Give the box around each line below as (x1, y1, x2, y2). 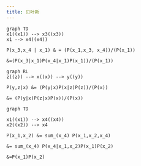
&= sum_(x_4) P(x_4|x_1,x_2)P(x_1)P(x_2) (6, 143, 114, 150)
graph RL (6, 68, 29, 74)
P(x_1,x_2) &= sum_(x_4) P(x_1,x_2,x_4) (6, 132, 112, 139)
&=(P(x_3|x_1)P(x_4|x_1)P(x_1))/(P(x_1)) (6, 57, 114, 64)
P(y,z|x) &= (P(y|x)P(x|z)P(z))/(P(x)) (6, 84, 109, 90)
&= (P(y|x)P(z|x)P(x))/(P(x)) (6, 95, 84, 101)
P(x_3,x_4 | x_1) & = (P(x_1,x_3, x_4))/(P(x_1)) (6, 47, 136, 53)
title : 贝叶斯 (6, 9, 40, 15)
